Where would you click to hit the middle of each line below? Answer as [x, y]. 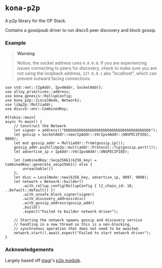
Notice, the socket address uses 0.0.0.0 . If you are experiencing [82, 63]
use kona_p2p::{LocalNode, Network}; [43, 100]
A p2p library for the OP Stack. [36, 21]
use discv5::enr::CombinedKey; [37, 109]
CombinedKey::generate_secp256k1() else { [49, 165]
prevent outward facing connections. [54, 79]
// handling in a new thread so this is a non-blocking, [73, 224]
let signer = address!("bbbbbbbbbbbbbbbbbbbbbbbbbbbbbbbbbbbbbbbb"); [86, 131]
